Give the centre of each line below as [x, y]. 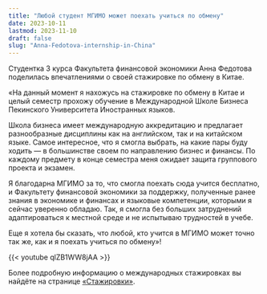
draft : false [30, 38]
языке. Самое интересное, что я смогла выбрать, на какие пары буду [128, 142]
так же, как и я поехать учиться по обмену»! [85, 242]
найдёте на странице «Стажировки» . [72, 281]
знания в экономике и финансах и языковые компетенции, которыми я [130, 201]
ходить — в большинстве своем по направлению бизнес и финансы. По [132, 151]
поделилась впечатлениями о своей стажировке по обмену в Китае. [126, 77]
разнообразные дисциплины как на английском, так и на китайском [125, 134]
